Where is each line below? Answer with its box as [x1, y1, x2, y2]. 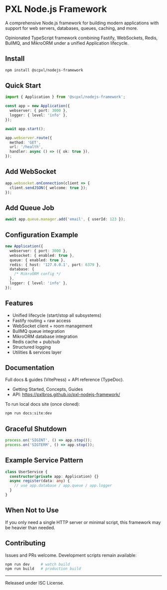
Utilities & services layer [12, 349, 62, 355]
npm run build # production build [5, 566, 81, 572]
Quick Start [5, 81, 41, 90]
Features [5, 299, 33, 307]
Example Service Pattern [5, 456, 83, 465]
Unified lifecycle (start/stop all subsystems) [12, 312, 102, 318]
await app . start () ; [5, 126, 46, 131]
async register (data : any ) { [9, 478, 70, 484]
